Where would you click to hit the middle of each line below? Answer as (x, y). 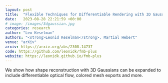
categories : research (28, 28)
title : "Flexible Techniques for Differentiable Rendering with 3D (78, 14)
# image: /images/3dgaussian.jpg (40, 24)
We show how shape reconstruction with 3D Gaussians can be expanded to (83, 70)
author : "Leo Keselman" (30, 33)
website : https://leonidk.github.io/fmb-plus (53, 56)
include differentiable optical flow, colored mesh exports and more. (74, 76)
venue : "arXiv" (21, 42)
